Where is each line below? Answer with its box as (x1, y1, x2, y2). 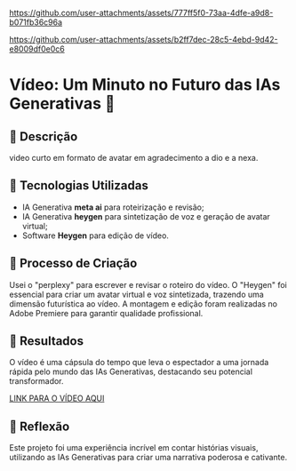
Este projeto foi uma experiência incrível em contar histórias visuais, (9, 443, 259, 453)
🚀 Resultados (9, 333, 84, 349)
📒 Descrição (9, 129, 78, 144)
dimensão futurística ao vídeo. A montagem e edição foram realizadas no (9, 298, 278, 309)
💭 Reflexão (9, 419, 70, 434)
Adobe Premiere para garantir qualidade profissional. (9, 307, 204, 318)
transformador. (9, 376, 64, 387)
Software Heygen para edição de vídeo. (21, 230, 169, 241)
